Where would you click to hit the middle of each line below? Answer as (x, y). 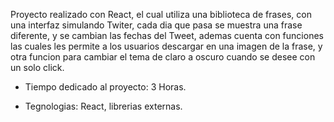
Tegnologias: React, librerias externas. (103, 106)
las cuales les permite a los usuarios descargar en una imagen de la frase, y (166, 46)
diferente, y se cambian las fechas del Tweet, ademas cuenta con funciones (167, 35)
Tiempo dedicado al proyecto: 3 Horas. (105, 87)
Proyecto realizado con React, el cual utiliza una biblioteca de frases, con (161, 14)
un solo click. (37, 67)
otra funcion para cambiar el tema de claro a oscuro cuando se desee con (163, 57)
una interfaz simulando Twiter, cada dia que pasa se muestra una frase (156, 25)
